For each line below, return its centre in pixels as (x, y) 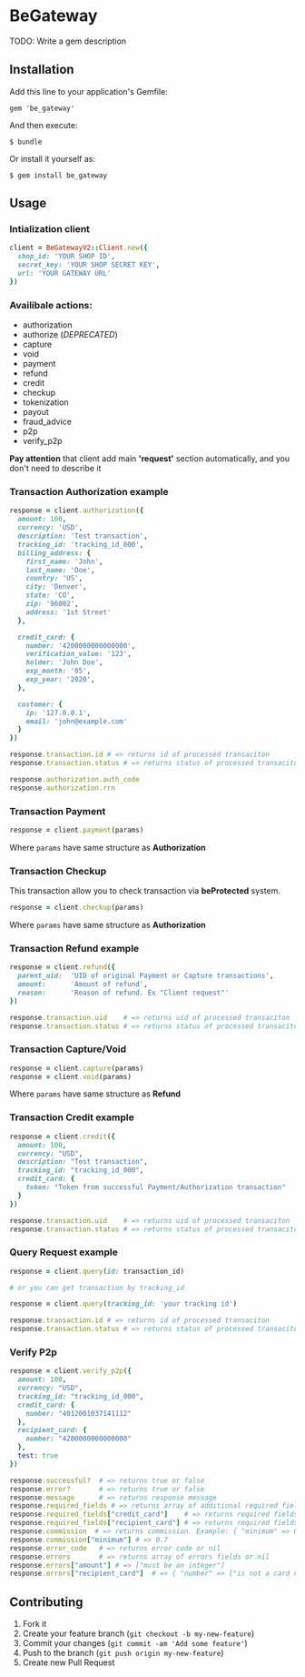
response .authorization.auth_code (75, 779)
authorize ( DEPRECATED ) (70, 335)
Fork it (34, 1624)
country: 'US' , (54, 579)
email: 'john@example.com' (77, 721)
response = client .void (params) (70, 1076)
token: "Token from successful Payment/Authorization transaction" (156, 1187)
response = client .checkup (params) (77, 908)
